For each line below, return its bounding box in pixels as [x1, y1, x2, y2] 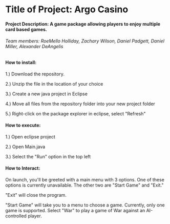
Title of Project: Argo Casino [5, 4, 129, 15]
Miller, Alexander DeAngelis [5, 44, 63, 50]
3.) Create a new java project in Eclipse [5, 91, 88, 97]
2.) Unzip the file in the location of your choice [5, 80, 103, 87]
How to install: [5, 59, 37, 65]
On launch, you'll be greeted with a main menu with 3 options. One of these [5, 177, 165, 182]
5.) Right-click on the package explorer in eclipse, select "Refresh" [5, 110, 146, 116]
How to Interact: [5, 165, 40, 171]
